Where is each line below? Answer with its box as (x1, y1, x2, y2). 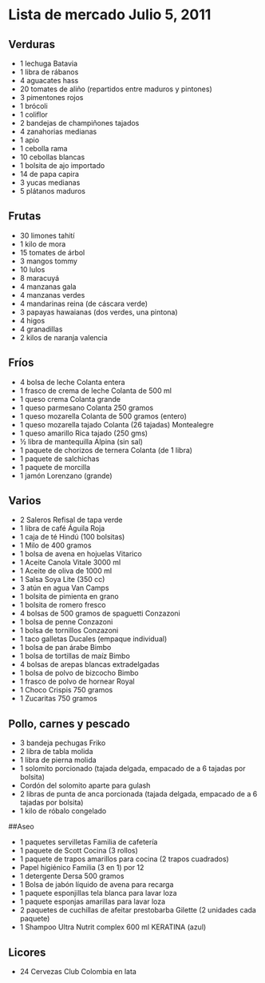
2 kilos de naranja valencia (19, 332, 108, 342)
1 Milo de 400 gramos (19, 540, 92, 550)
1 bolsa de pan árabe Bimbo (19, 643, 112, 652)
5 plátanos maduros (19, 187, 86, 195)
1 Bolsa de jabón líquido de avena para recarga (19, 880, 174, 889)
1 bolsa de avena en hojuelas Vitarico (19, 549, 142, 559)
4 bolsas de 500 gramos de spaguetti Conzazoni (19, 608, 181, 618)
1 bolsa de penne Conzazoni (19, 617, 113, 627)
